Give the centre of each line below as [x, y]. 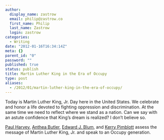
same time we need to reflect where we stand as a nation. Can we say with [81, 112]
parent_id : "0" [21, 55]
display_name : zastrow [33, 14]
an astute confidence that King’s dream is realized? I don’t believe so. [76, 117]
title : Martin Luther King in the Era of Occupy [56, 74]
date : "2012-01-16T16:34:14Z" [36, 46]
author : [13, 10]
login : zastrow [25, 33]
